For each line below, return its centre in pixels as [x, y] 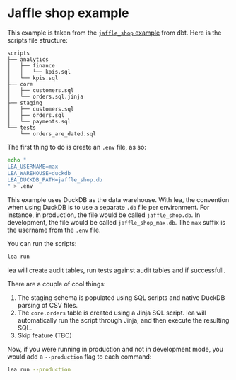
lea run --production [39, 370]
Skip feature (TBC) [45, 335]
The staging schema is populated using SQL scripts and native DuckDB [121, 298]
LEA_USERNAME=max [33, 167]
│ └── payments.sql [39, 121]
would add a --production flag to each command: [79, 357]
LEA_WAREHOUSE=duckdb [39, 173]
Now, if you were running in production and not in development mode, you [116, 350]
